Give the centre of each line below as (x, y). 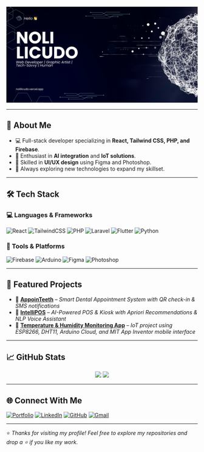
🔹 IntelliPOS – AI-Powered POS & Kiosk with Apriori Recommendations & (106, 312)
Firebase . (27, 149)
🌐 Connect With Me (44, 401)
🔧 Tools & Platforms (36, 246)
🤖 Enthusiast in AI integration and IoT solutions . (75, 155)
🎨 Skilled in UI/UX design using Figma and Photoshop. (83, 162)
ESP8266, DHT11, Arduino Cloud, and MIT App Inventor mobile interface (105, 331)
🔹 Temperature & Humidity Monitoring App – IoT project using (94, 325)
